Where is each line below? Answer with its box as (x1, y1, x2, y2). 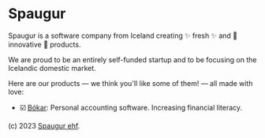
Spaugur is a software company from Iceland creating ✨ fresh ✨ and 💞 (8, 31, 238, 40)
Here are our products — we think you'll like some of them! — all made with (8, 78, 253, 88)
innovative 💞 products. (8, 39, 81, 49)
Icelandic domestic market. (8, 63, 96, 73)
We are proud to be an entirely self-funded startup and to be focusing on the (8, 54, 257, 64)
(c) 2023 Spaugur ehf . (8, 121, 80, 130)
